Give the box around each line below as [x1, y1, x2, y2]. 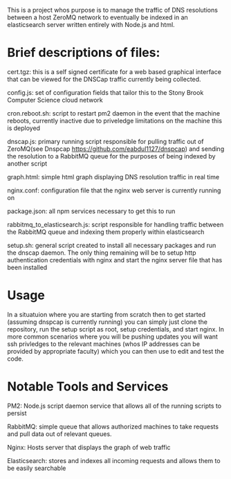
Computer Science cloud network [7, 96, 104, 104]
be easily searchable [7, 464, 66, 472]
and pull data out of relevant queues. [7, 429, 112, 438]
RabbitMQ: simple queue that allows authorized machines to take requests [7, 422, 219, 431]
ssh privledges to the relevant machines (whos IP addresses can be [7, 339, 201, 348]
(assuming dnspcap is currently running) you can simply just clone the [7, 318, 208, 326]
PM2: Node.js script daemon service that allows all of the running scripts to [7, 401, 222, 410]
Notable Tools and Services [7, 379, 169, 395]
